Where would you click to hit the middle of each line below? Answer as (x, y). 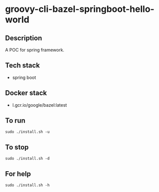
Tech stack (23, 65)
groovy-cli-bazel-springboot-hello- (80, 9)
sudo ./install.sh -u (27, 132)
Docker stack (26, 93)
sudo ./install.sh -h (27, 185)
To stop (17, 147)
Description (24, 38)
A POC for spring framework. (35, 50)
